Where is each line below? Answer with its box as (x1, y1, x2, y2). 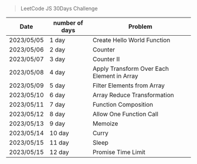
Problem (128, 23, 152, 30)
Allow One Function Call (93, 110, 158, 118)
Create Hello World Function (93, 36, 171, 44)
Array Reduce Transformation (93, 91, 174, 99)
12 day (49, 148, 69, 156)
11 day (49, 139, 69, 146)
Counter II (93, 55, 120, 63)
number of (53, 19, 83, 27)
